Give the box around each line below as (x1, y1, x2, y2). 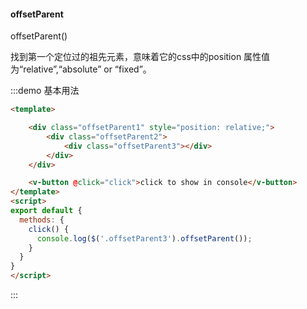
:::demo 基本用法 (10, 85, 80, 97)
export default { (10, 206, 83, 216)
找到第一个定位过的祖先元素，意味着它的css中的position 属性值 (10, 51, 271, 63)
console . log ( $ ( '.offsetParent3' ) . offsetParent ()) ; (36, 233, 253, 244)
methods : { (19, 215, 65, 225)
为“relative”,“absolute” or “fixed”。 (10, 63, 152, 75)
